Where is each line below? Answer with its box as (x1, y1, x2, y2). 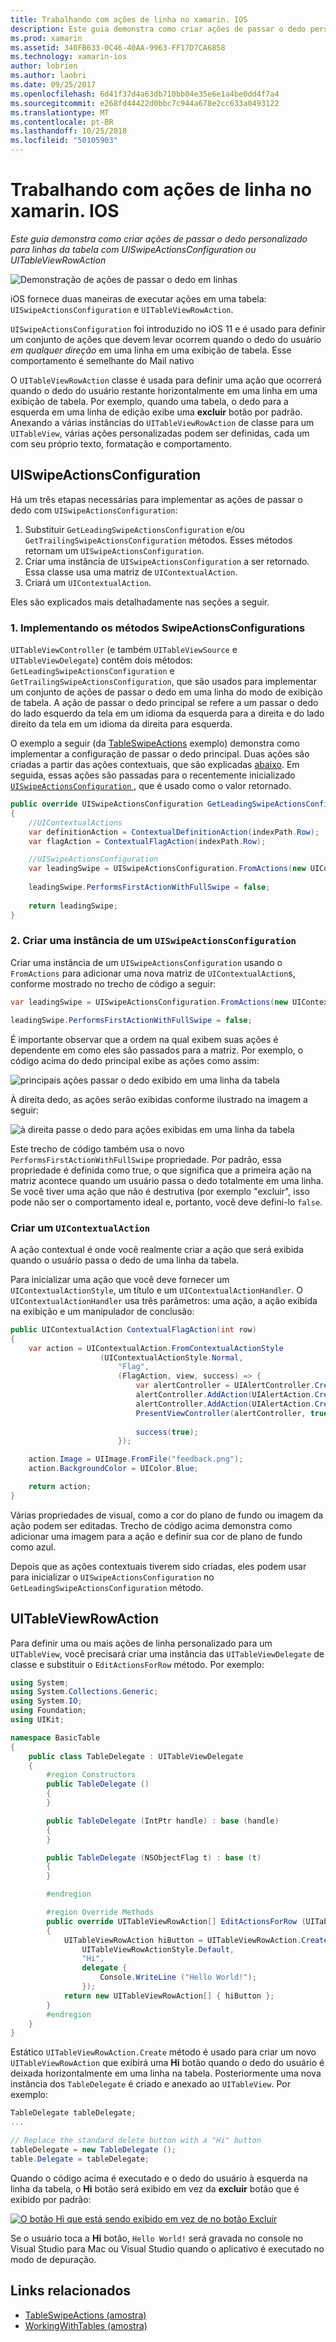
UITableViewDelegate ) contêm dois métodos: (10, 654, 193, 666)
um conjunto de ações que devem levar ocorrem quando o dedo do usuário (10, 333, 322, 345)
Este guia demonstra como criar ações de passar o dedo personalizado (10, 232, 308, 245)
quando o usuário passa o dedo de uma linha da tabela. (10, 1254, 240, 1266)
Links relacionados (10, 2282, 132, 2300)
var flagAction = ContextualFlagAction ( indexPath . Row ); (28, 836, 267, 846)
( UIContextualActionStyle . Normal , (99, 1352, 244, 1363)
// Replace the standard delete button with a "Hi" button (10, 2136, 262, 2146)
